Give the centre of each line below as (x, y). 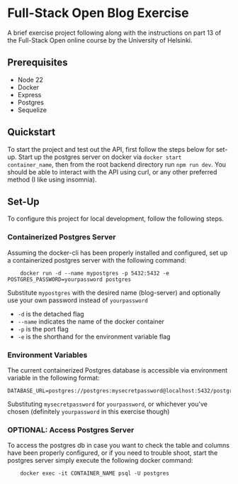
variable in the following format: (54, 378)
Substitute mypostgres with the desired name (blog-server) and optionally (114, 292)
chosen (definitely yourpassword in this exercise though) (89, 411)
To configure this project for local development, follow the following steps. (116, 219)
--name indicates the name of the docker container (91, 321)
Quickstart (32, 132)
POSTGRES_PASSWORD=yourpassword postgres (69, 279)
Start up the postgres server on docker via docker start (100, 157)
